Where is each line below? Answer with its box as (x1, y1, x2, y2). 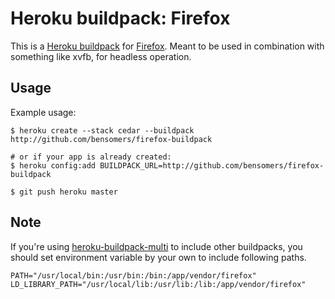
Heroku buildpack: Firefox (10, 7, 231, 30)
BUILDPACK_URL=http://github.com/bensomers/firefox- (99, 160, 325, 171)
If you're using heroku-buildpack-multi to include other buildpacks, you (10, 240, 303, 252)
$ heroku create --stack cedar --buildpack (10, 125, 195, 136)
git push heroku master (19, 187, 118, 197)
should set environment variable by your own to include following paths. (10, 251, 307, 263)
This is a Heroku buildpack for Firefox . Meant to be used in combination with (10, 40, 325, 52)
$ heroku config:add (10, 160, 97, 171)
